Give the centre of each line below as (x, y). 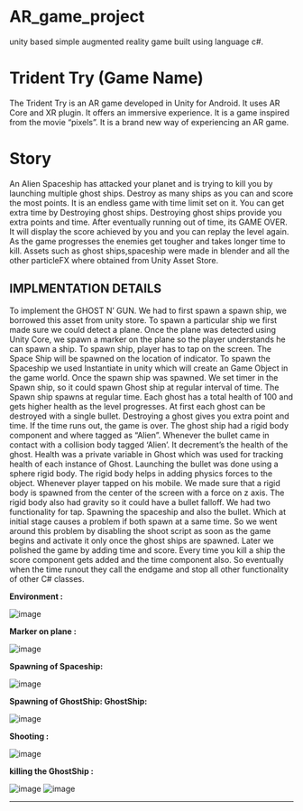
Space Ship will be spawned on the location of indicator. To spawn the (140, 358)
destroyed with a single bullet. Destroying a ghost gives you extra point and (149, 416)
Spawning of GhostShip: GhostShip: (78, 701)
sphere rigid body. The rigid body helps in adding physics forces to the (141, 473)
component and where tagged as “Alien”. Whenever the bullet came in (139, 435)
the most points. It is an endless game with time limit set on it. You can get (147, 203)
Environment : (36, 596)
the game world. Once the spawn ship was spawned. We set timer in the (144, 377)
